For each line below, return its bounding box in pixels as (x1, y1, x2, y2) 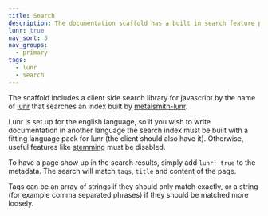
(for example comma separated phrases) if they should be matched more (8, 190, 249, 199)
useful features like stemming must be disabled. (8, 142, 166, 151)
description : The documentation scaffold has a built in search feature (8, 19, 255, 27)
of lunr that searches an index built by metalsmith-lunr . (8, 101, 188, 111)
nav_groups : (8, 41, 48, 49)
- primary (15, 49, 48, 57)
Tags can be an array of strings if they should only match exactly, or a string (8, 181, 258, 191)
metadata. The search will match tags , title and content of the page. (8, 166, 237, 175)
